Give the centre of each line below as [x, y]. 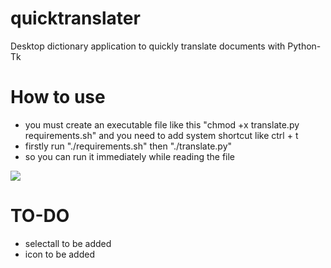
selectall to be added [68, 243]
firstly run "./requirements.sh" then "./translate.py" [128, 146]
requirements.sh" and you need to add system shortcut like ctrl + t [161, 135]
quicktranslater [75, 18]
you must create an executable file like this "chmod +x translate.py [162, 124]
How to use [58, 97]
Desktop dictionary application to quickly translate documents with [148, 46]
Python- [304, 46]
